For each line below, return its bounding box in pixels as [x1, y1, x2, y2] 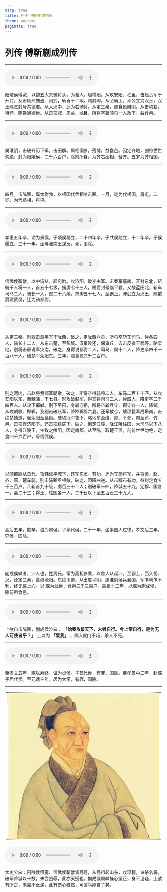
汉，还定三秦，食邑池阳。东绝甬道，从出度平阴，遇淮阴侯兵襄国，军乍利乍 [5, 577, 158, 583]
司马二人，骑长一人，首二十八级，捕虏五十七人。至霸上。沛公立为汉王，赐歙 [5, 291, 162, 297]
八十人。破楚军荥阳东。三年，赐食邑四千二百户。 [9, 353, 110, 359]
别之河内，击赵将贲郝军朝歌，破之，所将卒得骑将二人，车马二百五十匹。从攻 [5, 390, 162, 396]
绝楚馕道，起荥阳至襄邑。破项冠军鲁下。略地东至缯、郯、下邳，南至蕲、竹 [5, 415, 158, 421]
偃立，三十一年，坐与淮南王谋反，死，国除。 [5, 241, 97, 247]
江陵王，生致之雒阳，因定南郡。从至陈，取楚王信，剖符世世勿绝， [22, 427, 158, 433]
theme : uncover [5, 18, 37, 23]
